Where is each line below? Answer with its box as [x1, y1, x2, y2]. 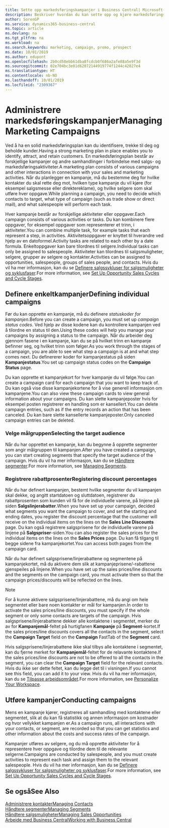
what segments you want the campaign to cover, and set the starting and [5, 508, 157, 514]
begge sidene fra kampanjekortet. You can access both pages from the [5, 540, 152, 546]
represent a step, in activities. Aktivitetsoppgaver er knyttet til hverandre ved [5, 232, 164, 239]
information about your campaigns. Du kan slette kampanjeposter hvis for [5, 396, 158, 402]
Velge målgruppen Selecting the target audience [5, 430, 125, 437]
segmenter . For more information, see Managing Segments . [5, 462, 127, 469]
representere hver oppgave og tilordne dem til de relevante [5, 746, 127, 752]
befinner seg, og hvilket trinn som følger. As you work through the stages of [5, 343, 161, 349]
